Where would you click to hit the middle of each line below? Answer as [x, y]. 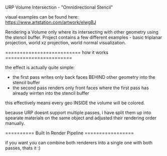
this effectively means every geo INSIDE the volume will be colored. [75, 103]
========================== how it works [57, 52]
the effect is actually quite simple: [40, 67]
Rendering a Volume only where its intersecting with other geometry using [82, 32]
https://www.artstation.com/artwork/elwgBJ [51, 22]
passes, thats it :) [23, 148]
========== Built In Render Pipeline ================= [70, 133]
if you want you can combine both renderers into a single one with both [79, 143]
